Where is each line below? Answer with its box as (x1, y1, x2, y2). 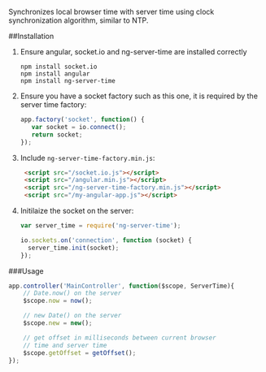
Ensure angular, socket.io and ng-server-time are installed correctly (20, 47, 247, 56)
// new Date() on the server (23, 312, 122, 320)
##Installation (8, 32, 55, 41)
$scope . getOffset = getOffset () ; (23, 348, 137, 357)
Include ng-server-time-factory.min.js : (20, 153, 155, 162)
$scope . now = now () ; (23, 296, 93, 305)
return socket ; (31, 130, 83, 139)
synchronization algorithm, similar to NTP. (8, 15, 149, 25)
